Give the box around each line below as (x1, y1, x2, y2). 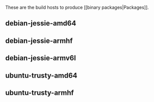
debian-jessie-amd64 (5, 19, 76, 28)
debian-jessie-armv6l (5, 54, 76, 63)
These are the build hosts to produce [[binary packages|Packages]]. (5, 5, 149, 10)
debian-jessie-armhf (5, 36, 73, 45)
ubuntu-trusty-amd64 (5, 71, 78, 80)
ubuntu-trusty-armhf (5, 88, 74, 97)
